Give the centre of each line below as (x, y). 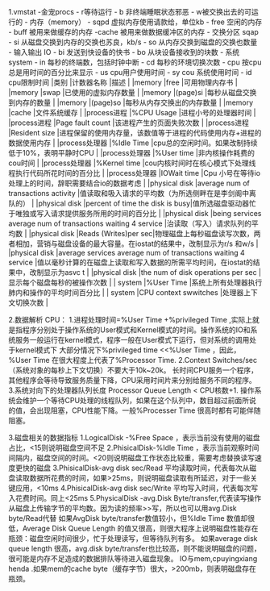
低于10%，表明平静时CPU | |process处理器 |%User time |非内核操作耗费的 (132, 153)
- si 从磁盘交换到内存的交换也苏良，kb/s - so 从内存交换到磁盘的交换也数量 (133, 42)
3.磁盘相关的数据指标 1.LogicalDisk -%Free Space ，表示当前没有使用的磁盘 (134, 437)
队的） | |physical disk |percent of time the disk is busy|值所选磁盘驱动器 (129, 203)
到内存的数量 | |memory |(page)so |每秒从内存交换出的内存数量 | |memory (131, 102)
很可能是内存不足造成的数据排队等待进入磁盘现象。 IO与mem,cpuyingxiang (133, 558)
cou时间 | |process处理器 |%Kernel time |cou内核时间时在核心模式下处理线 (132, 163)
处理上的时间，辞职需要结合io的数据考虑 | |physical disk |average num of (129, 183)
